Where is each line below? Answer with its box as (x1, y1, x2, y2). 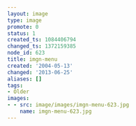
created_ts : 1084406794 (7, 36, 77, 43)
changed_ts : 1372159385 (7, 43, 77, 50)
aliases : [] (7, 75, 42, 83)
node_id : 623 (7, 50, 45, 57)
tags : (7, 82, 23, 89)
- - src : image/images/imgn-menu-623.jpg (7, 101, 130, 108)
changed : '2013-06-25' (7, 69, 73, 76)
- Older (7, 88, 30, 95)
